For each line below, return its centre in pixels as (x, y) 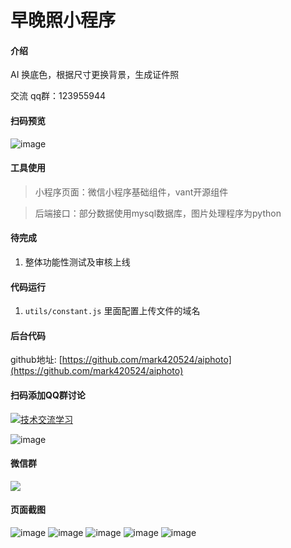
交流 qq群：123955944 (58, 96)
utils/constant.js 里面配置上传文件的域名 (112, 311)
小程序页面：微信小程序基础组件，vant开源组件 (131, 192)
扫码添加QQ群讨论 (48, 395)
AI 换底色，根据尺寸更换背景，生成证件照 (95, 75)
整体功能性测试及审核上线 (77, 262)
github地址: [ (36, 360)
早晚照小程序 (63, 20)
